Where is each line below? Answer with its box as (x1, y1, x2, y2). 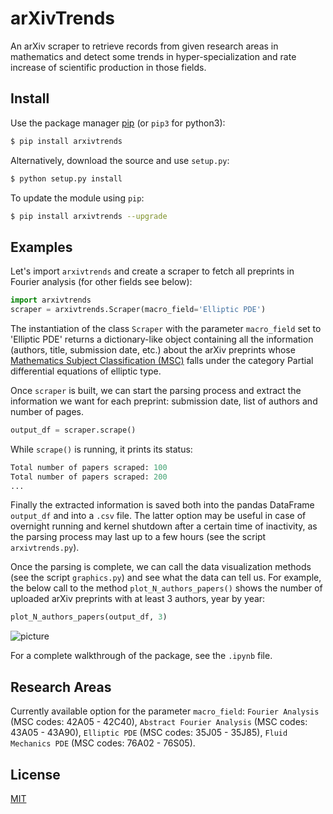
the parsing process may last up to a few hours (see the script (10, 531, 267, 543)
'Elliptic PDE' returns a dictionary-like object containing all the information (10, 333, 314, 345)
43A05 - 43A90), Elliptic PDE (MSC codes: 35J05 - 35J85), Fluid (10, 727, 288, 739)
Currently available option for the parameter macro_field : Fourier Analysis (10, 705, 320, 717)
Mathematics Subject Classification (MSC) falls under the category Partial (10, 354, 314, 366)
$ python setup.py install (10, 173, 123, 184)
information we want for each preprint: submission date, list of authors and (10, 395, 318, 407)
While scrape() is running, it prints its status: (10, 443, 193, 455)
